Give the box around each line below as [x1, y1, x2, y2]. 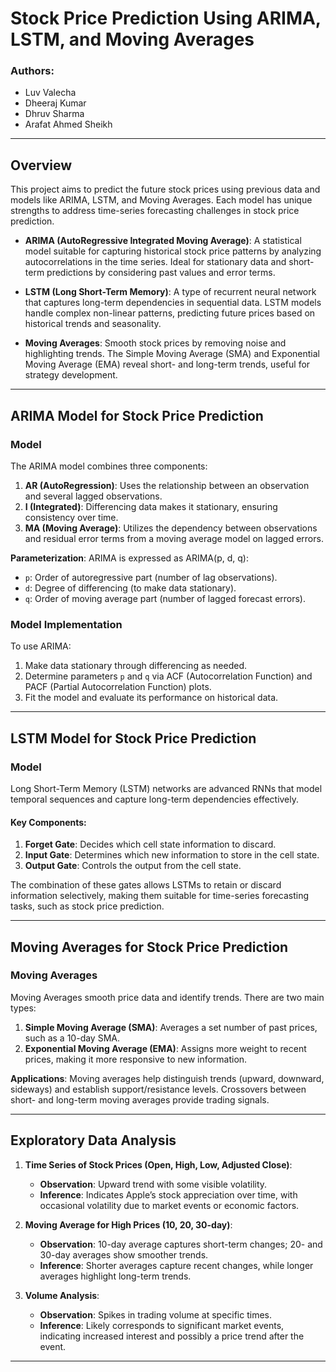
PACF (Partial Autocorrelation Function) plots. [24, 681, 212, 693]
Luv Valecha [24, 87, 77, 99]
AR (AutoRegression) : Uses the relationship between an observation [24, 479, 310, 491]
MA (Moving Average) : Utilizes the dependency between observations [24, 522, 318, 534]
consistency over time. [24, 511, 119, 523]
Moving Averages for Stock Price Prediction [10, 938, 289, 956]
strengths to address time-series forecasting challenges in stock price [10, 205, 300, 217]
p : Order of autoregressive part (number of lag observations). [24, 571, 278, 583]
